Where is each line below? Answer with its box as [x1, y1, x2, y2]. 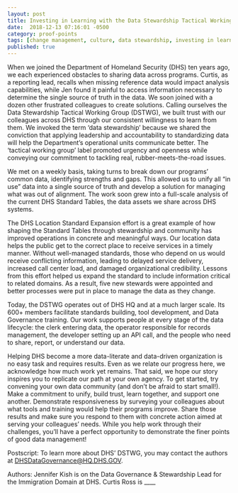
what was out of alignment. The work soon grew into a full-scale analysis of [7, 190, 229, 198]
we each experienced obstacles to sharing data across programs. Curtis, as [7, 70, 229, 79]
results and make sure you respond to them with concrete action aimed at [7, 413, 222, 421]
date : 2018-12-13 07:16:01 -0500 [7, 23, 110, 31]
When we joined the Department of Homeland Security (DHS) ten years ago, [7, 63, 230, 71]
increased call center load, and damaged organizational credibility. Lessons [7, 264, 228, 272]
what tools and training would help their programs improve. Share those [7, 405, 217, 413]
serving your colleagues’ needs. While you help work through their [7, 420, 202, 428]
